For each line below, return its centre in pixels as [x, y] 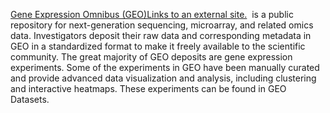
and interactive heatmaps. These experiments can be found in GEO [148, 88]
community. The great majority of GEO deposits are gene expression [151, 57]
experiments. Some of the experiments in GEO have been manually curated [165, 67]
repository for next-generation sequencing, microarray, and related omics [162, 25]
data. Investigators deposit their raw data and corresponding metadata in [161, 35]
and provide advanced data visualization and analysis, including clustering [163, 78]
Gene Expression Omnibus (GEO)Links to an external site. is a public [152, 14]
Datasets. [30, 99]
